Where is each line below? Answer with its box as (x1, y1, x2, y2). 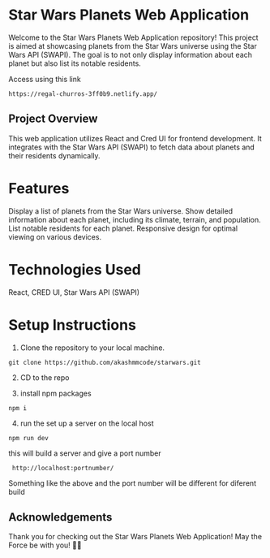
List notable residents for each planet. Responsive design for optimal (8, 223, 238, 233)
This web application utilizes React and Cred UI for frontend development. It (8, 133, 262, 143)
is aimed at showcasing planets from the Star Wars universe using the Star (8, 41, 257, 50)
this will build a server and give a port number (8, 448, 161, 458)
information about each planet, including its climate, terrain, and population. (8, 214, 261, 224)
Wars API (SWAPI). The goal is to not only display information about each (8, 50, 253, 59)
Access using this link (8, 74, 81, 84)
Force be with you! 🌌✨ (8, 540, 83, 550)
